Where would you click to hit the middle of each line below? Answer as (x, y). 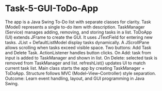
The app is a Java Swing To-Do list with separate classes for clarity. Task (78, 22)
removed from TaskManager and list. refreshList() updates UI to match (75, 63)
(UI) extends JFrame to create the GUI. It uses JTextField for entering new (79, 37)
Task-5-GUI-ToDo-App (52, 8)
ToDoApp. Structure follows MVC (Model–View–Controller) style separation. (81, 73)
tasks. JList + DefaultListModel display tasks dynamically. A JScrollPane (77, 42)
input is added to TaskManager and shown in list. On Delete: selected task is (81, 58)
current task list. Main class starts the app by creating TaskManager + (75, 68)
